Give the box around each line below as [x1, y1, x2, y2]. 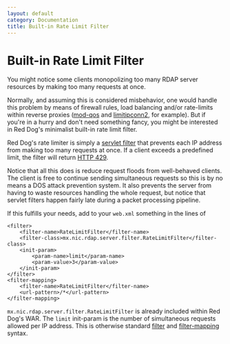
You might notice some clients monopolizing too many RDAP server [7, 75, 198, 83]
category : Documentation [7, 17, 79, 23]
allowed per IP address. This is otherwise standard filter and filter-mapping [7, 322, 220, 330]
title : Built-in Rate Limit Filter [7, 23, 109, 30]
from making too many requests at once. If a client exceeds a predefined [7, 146, 213, 154]
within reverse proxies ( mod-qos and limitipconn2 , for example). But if [7, 111, 206, 119]
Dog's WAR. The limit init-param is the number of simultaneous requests [7, 314, 216, 323]
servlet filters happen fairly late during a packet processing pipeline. [7, 196, 201, 204]
